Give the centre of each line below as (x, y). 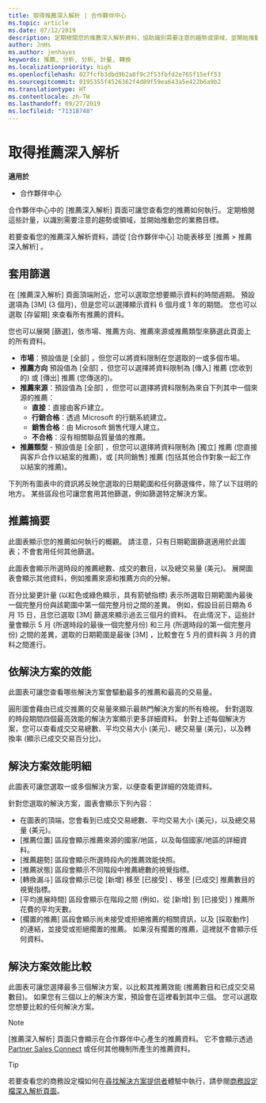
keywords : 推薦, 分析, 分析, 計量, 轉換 (70, 60)
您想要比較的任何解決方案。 (53, 1007)
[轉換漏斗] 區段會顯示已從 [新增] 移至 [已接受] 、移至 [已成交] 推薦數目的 (137, 880)
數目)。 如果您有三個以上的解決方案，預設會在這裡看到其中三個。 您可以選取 (133, 997)
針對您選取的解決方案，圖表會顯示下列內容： (81, 804)
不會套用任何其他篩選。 (60, 551)
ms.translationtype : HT (47, 89)
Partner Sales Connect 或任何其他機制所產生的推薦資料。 (102, 1049)
